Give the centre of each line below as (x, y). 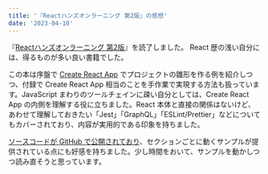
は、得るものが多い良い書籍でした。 (68, 57)
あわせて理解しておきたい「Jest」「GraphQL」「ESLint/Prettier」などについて (134, 114)
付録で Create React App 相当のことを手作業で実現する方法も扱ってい (137, 84)
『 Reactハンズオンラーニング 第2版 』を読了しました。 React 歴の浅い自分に (134, 47)
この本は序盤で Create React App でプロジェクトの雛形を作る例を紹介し (127, 74)
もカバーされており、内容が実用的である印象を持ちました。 (106, 124)
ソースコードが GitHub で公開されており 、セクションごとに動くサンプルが (130, 141)
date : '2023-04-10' (41, 23)
